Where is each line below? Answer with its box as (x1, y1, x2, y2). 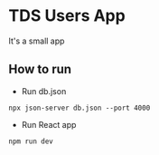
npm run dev (8, 137, 53, 146)
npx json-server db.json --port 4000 (8, 103, 151, 112)
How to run (8, 62, 72, 77)
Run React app (21, 119, 77, 130)
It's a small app (8, 35, 65, 46)
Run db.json (21, 85, 67, 96)
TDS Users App (8, 5, 126, 26)
